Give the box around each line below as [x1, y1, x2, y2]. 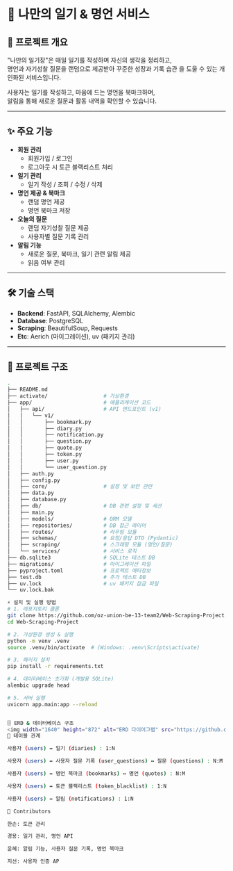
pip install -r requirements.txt [7, 663, 104, 670]
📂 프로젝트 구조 [7, 361, 68, 373]
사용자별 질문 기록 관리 [27, 232, 89, 241]
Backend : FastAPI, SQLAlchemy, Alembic [17, 309, 135, 317]
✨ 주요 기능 [7, 126, 53, 138]
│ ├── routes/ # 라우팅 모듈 [7, 528, 137, 535]
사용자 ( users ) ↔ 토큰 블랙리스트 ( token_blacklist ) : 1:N [7, 783, 167, 790]
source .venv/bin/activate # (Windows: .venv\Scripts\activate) [7, 644, 200, 651]
